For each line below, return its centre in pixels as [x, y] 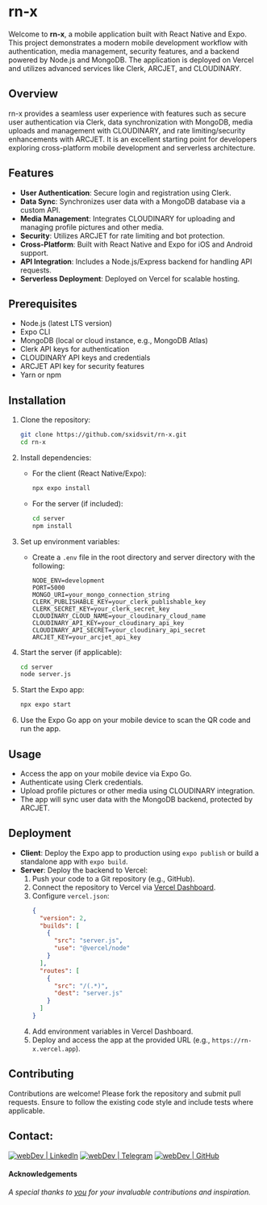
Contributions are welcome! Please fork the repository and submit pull [125, 1093]
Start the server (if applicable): [71, 652]
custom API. [40, 209]
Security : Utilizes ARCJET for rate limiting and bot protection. [122, 235]
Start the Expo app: [52, 690]
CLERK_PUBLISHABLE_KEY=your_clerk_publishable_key [119, 602]
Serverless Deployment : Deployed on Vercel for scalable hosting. [130, 278]
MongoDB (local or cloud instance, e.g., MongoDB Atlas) [114, 340]
